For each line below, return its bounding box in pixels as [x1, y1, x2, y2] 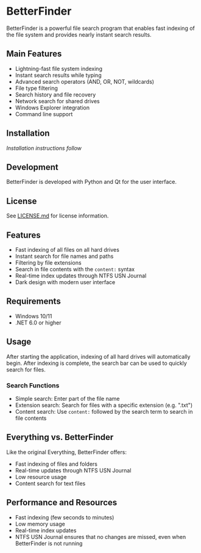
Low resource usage [15, 473, 67, 480]
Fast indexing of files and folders [15, 460, 97, 467]
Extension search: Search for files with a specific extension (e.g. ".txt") [15, 401, 193, 409]
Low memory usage [15, 520, 65, 527]
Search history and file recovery [15, 90, 96, 98]
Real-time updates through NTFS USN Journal [15, 466, 132, 474]
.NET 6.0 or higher [15, 319, 62, 326]
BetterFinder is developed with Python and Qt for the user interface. [6, 178, 177, 186]
